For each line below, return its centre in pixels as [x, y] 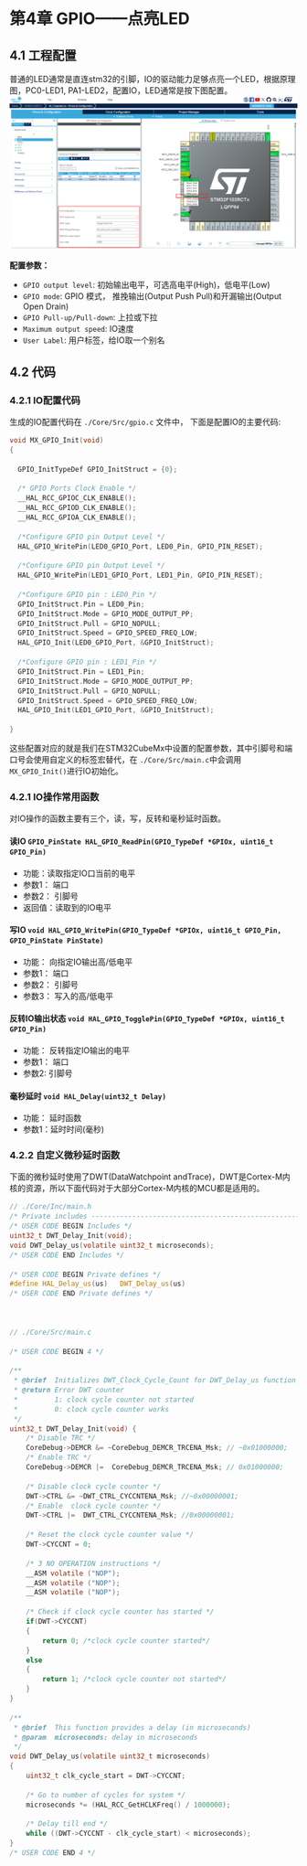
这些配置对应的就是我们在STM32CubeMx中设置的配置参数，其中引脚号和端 [151, 748]
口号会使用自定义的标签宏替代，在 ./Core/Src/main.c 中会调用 [126, 760]
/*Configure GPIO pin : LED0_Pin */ [87, 594]
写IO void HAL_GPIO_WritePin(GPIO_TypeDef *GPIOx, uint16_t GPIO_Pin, [145, 930]
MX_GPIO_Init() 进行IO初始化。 [66, 771]
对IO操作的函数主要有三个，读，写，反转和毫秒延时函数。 [118, 818]
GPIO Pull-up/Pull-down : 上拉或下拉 [90, 317]
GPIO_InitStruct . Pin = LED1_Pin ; [81, 672]
